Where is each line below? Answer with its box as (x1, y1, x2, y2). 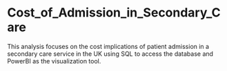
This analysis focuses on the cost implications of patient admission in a (7, 42, 209, 50)
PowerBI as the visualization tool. (7, 57, 101, 65)
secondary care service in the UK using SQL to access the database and (7, 50, 214, 58)
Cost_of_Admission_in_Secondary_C (7, 5, 221, 21)
